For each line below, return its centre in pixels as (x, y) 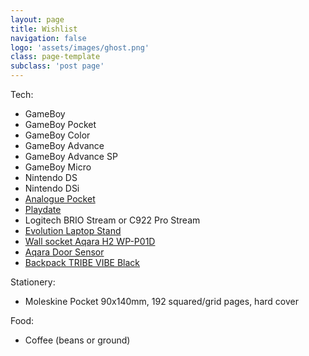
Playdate (43, 209)
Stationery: (33, 282)
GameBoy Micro (58, 167)
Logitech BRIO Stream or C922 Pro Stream (112, 220)
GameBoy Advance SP (71, 156)
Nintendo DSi (52, 188)
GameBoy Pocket (60, 124)
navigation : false (48, 38)
